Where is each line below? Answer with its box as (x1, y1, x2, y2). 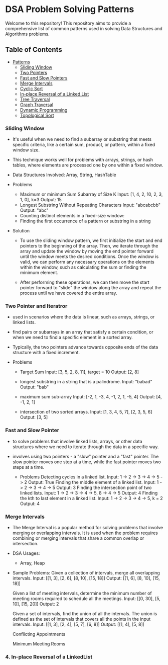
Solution (12, 228, 30, 234)
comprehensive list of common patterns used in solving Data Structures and (5, 25, 163, 31)
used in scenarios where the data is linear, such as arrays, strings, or (12, 314, 155, 320)
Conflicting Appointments (12, 631, 66, 637)
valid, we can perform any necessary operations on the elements (20, 259, 154, 265)
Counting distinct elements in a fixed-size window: (20, 213, 125, 219)
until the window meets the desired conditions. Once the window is (20, 254, 159, 260)
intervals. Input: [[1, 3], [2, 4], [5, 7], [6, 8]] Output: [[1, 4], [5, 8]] (12, 621, 144, 627)
